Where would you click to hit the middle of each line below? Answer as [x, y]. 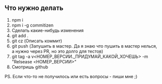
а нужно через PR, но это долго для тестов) [57, 51]
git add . [20, 35]
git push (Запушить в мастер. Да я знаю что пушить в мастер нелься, [84, 46]
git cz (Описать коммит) [37, 41]
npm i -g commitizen [33, 25]
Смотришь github [30, 67]
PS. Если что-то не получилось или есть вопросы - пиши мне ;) [71, 76]
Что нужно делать [34, 8]
